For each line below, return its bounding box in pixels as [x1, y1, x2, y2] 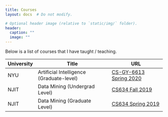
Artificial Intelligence [37, 69, 86, 75]
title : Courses [5, 7, 37, 12]
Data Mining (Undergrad [37, 83, 95, 90]
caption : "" [9, 30, 35, 35]
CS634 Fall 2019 [111, 86, 152, 93]
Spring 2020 [111, 75, 141, 82]
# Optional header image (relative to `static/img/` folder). [5, 21, 137, 26]
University [7, 60, 33, 67]
